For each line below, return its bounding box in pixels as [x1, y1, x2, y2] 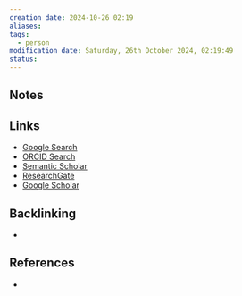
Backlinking [9, 206, 77, 221]
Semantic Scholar [21, 161, 88, 172]
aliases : [9, 21, 42, 30]
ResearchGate [21, 171, 75, 182]
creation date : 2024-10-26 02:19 [9, 13, 134, 22]
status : [9, 55, 38, 63]
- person [17, 38, 50, 47]
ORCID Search [21, 151, 76, 162]
